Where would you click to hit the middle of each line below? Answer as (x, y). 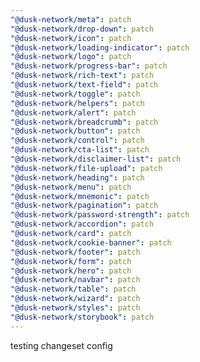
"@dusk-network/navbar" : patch (75, 280)
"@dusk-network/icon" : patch (71, 38)
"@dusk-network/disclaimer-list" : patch (96, 159)
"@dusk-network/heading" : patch (77, 177)
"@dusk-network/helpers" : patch (77, 103)
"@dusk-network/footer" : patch (75, 252)
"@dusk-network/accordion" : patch (82, 224)
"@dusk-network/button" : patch (75, 131)
